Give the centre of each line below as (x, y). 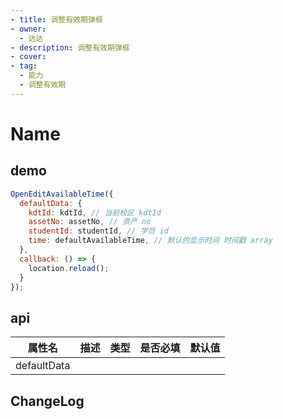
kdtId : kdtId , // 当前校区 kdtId (95, 212)
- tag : (24, 66)
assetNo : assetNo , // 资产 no (90, 222)
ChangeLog (47, 401)
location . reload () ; (69, 268)
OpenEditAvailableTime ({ (62, 194)
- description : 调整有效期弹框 (70, 47)
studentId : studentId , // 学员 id (98, 231)
